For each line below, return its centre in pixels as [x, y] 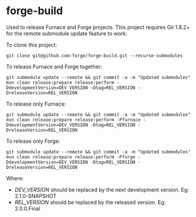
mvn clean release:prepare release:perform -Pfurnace [74, 120]
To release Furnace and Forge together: [54, 67]
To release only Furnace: [36, 104]
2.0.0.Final [27, 208]
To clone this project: [32, 45]
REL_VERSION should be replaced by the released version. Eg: [90, 202]
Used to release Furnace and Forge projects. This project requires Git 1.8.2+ [98, 27]
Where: [15, 178]
